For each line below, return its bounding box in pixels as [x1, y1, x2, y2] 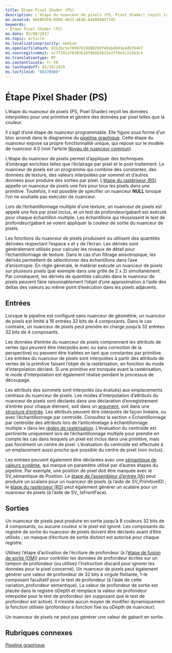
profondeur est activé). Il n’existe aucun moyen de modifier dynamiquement [5, 598, 165, 604]
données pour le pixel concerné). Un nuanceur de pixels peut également [5, 565, 158, 572]
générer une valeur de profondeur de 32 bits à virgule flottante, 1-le [5, 571, 147, 577]
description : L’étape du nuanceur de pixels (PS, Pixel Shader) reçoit [5, 12, 161, 17]
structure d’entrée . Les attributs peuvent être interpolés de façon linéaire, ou [5, 408, 166, 415]
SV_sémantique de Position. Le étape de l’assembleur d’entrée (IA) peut [5, 473, 156, 479]
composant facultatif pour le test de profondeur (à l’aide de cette [5, 577, 142, 583]
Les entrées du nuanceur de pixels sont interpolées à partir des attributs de [5, 355, 164, 361]
